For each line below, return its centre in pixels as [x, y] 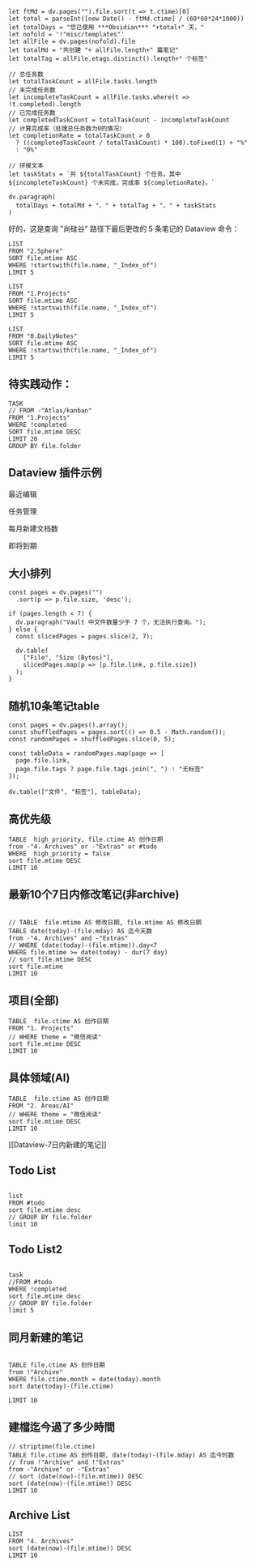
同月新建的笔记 [46, 1337]
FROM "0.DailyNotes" [43, 336]
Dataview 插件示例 [55, 473]
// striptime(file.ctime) [52, 1446]
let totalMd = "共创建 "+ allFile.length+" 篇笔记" [94, 50]
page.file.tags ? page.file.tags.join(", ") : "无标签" [110, 770]
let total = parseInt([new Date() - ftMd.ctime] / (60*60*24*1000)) [126, 19]
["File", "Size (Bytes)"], [68, 658]
